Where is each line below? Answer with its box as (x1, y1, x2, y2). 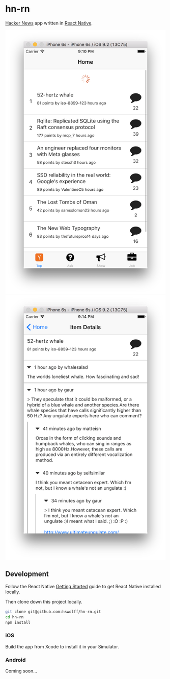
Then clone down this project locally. (5, 598, 82, 605)
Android (5, 656, 26, 663)
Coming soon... (5, 668, 37, 674)
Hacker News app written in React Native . (5, 20, 93, 26)
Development (5, 570, 49, 579)
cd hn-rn (5, 614, 24, 620)
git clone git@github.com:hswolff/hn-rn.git (5, 609, 101, 614)
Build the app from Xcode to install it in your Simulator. (5, 643, 120, 649)
